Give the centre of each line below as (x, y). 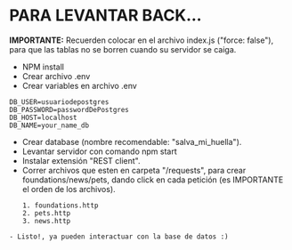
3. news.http (46, 221)
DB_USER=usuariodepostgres (59, 102)
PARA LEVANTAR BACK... (105, 16)
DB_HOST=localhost (43, 117)
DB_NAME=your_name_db (49, 125)
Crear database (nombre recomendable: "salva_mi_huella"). (132, 141)
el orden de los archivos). (69, 189)
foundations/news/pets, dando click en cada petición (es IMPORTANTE (153, 180)
